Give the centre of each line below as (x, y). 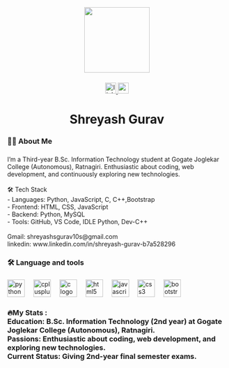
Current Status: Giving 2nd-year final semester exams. (102, 356)
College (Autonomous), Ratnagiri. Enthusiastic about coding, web (101, 166)
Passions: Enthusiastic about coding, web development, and (111, 339)
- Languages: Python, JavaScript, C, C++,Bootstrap (81, 199)
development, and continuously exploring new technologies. (94, 174)
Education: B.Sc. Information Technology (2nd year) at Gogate (115, 321)
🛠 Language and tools (46, 263)
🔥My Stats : (27, 312)
